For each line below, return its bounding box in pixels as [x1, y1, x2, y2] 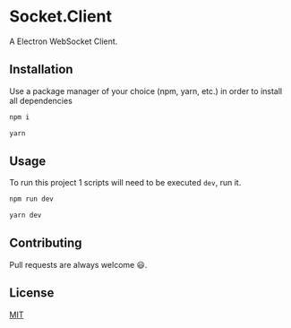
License [9, 285, 55, 301]
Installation [9, 62, 73, 77]
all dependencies [9, 95, 73, 106]
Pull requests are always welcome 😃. [9, 259, 148, 270]
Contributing [9, 236, 82, 251]
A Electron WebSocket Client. [9, 36, 118, 47]
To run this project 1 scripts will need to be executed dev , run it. [9, 177, 242, 188]
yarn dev [9, 211, 42, 220]
